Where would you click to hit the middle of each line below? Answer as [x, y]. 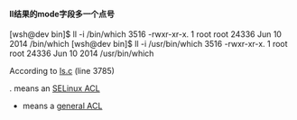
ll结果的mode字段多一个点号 [62, 14]
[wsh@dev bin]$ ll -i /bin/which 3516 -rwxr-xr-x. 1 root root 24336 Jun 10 [146, 34]
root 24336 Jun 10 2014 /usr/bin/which [82, 53]
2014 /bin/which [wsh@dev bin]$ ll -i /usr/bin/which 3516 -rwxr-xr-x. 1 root [148, 44]
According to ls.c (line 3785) [62, 71]
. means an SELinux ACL [55, 88]
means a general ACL [62, 106]
